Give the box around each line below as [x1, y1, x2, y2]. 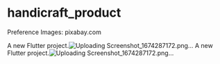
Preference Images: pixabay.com [7, 28, 102, 36]
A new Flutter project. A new [7, 41, 213, 49]
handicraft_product [7, 5, 121, 21]
